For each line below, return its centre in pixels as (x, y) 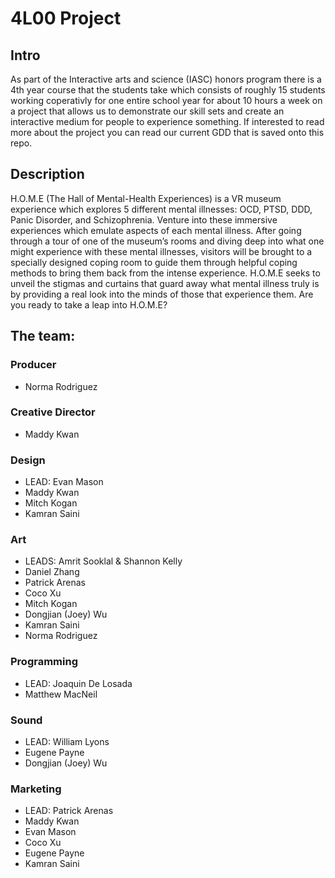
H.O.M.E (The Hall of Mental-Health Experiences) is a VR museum (146, 198)
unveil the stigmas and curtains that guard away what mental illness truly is (165, 283)
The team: (43, 336)
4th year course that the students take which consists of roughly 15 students (168, 90)
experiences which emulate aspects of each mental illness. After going (156, 230)
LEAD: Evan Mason (64, 482)
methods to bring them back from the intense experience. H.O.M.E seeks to (165, 273)
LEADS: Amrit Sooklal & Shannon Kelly (103, 561)
